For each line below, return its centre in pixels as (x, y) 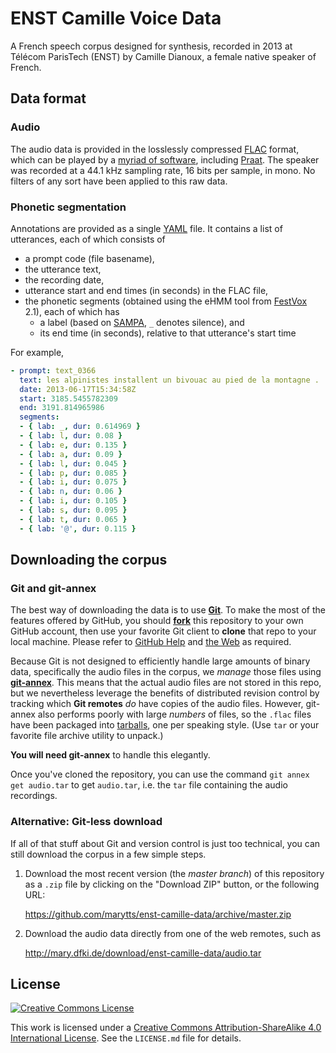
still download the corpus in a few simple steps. (108, 854)
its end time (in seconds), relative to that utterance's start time (168, 333)
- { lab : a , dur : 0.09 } (71, 454)
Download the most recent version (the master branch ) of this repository (174, 873)
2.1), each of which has (72, 311)
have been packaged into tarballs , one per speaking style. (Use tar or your (165, 725)
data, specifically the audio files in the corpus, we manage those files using (166, 672)
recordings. (34, 796)
